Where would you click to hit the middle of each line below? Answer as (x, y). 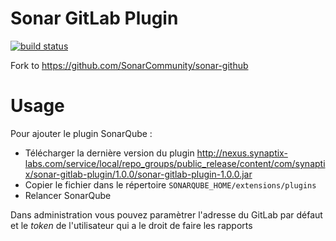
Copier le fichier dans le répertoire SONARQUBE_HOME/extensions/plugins (170, 184)
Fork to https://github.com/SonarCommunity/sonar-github (129, 65)
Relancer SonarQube (68, 195)
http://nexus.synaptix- (242, 153)
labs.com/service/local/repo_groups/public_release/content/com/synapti (175, 163)
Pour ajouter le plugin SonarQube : (81, 133)
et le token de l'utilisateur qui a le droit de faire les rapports (131, 225)
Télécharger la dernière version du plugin (109, 153)
